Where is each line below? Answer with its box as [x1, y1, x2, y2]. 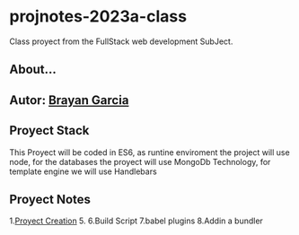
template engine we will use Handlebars [9, 166, 157, 177]
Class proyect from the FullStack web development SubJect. [9, 36, 233, 47]
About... [9, 62, 57, 77]
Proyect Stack [9, 123, 90, 138]
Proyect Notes [9, 191, 92, 207]
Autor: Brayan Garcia [9, 92, 129, 108]
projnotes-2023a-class [9, 6, 187, 27]
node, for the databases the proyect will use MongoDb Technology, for [9, 156, 271, 167]
